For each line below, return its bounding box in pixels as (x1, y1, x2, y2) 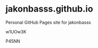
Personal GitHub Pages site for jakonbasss (5, 19, 91, 25)
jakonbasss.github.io (5, 3, 93, 15)
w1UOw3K (5, 29, 26, 34)
